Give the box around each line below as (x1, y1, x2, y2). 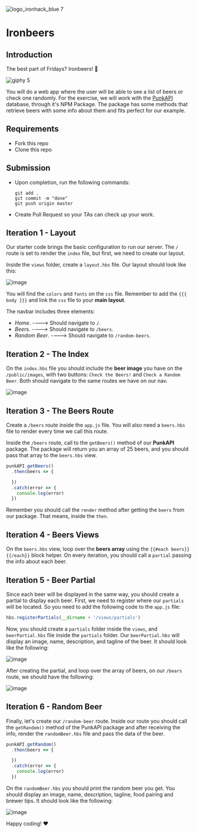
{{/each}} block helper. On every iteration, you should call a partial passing (6, 552, 192, 559)
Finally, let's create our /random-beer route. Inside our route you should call (6, 717, 188, 724)
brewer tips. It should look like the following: (6, 797, 113, 804)
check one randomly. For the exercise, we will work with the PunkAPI (6, 94, 173, 101)
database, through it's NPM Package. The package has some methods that (6, 101, 188, 107)
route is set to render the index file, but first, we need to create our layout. (6, 250, 185, 257)
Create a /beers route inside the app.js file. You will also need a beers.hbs (6, 422, 185, 429)
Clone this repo (14, 146, 52, 153)
